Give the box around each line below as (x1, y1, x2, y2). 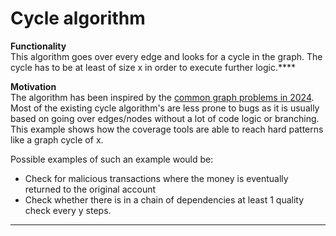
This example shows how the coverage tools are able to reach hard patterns (10, 123, 324, 135)
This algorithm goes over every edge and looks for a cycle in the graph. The (10, 50, 323, 62)
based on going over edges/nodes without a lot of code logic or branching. (10, 112, 320, 124)
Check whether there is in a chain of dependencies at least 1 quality (24, 193, 305, 206)
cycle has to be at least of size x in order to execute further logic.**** (10, 61, 296, 73)
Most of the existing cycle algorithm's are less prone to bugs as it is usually (10, 102, 320, 114)
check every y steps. (24, 204, 112, 216)
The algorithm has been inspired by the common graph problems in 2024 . (10, 91, 315, 103)
